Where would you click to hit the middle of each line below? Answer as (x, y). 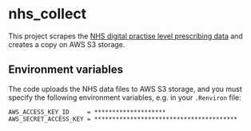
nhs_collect (48, 14)
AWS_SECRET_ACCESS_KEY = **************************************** (123, 119)
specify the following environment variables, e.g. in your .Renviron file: (125, 97)
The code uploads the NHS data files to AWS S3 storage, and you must (125, 89)
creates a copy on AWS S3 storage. (67, 44)
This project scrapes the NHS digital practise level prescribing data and (126, 36)
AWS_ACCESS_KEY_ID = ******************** (87, 112)
